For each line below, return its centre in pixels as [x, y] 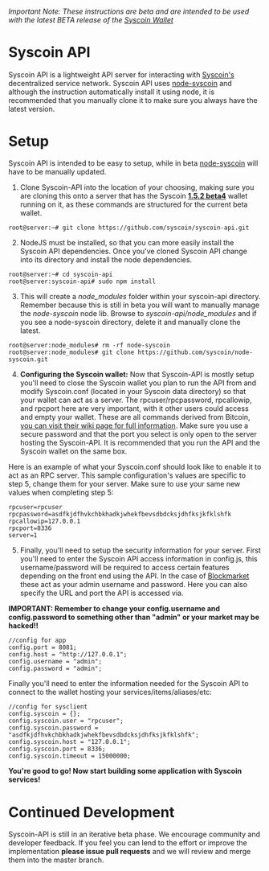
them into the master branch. [56, 860]
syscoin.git [28, 359]
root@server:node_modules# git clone [71, 353]
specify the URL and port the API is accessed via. [102, 593]
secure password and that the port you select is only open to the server [138, 434]
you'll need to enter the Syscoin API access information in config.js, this [139, 559]
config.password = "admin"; [55, 669]
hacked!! [23, 626]
